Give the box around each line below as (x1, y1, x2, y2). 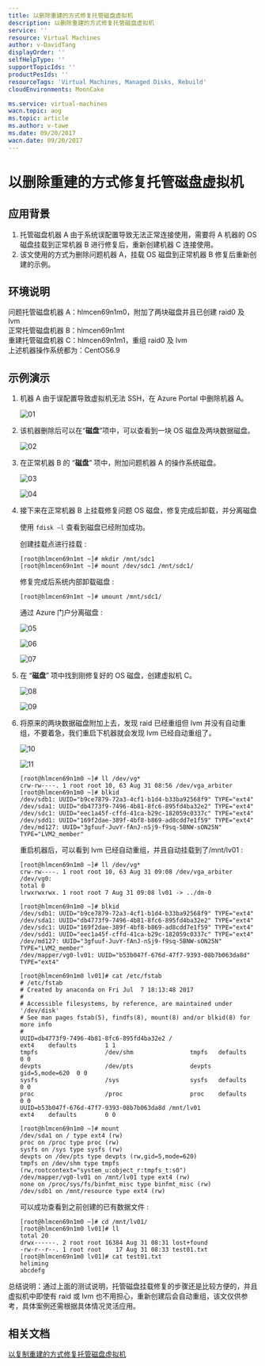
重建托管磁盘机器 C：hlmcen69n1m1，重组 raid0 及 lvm (8, 336, 188, 345)
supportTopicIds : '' (8, 63, 77, 71)
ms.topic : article (8, 114, 69, 123)
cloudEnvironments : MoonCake (8, 85, 104, 94)
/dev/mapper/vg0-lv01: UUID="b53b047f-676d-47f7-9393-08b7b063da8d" (19, 951, 251, 960)
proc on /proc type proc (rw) (19, 1139, 120, 1147)
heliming (19, 1260, 49, 1268)
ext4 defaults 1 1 (19, 1042, 116, 1049)
